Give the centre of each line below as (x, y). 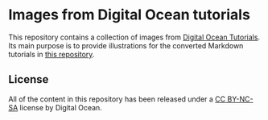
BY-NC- (240, 99)
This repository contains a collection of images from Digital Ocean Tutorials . (134, 37)
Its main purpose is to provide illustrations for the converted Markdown (126, 45)
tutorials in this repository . (52, 54)
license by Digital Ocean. (61, 107)
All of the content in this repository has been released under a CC (117, 99)
